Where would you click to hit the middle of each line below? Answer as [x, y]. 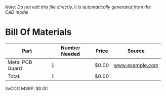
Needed [70, 54]
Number [71, 48]
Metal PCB [20, 62]
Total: [14, 76]
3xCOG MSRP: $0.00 [26, 88]
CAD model [17, 12]
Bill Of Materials [38, 32]
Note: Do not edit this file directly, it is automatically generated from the [78, 7]
